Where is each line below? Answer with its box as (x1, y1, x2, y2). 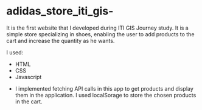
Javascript (15, 73, 42, 80)
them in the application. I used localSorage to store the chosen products (15, 91, 197, 99)
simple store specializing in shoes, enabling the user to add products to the (6, 30, 195, 37)
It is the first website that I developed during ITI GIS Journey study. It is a (6, 24, 189, 31)
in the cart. (15, 98, 43, 105)
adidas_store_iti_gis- (6, 4, 114, 18)
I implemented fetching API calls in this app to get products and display (15, 85, 193, 92)
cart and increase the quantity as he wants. (6, 37, 115, 44)
